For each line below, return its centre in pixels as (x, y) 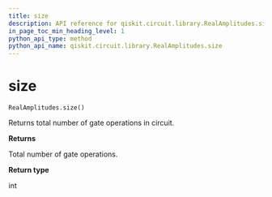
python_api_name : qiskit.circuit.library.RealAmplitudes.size (115, 46)
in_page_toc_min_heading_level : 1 (67, 31)
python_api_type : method (50, 39)
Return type (29, 170)
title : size (28, 16)
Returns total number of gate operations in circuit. (91, 123)
